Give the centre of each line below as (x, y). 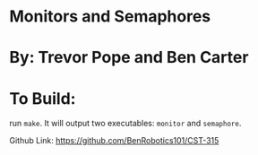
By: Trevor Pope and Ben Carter (129, 58)
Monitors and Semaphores (110, 17)
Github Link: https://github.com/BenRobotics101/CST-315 (114, 141)
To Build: (43, 98)
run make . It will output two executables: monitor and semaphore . (125, 124)
